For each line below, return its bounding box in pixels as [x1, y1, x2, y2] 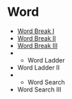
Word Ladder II [17, 63, 60, 71]
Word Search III [17, 85, 62, 93]
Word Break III [17, 41, 58, 49]
